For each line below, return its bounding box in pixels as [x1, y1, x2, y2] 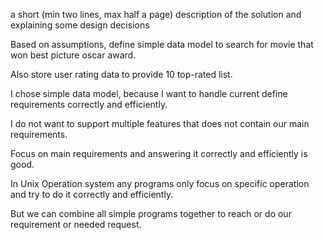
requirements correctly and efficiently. [10, 99, 168, 110]
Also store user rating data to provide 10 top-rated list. [10, 69, 233, 80]
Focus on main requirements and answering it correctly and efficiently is [10, 148, 308, 159]
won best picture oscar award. [10, 49, 137, 61]
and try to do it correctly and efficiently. [10, 189, 174, 200]
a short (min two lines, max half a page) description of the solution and [10, 9, 302, 20]
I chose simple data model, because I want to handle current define [10, 88, 288, 99]
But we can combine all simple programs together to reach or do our [10, 208, 292, 219]
